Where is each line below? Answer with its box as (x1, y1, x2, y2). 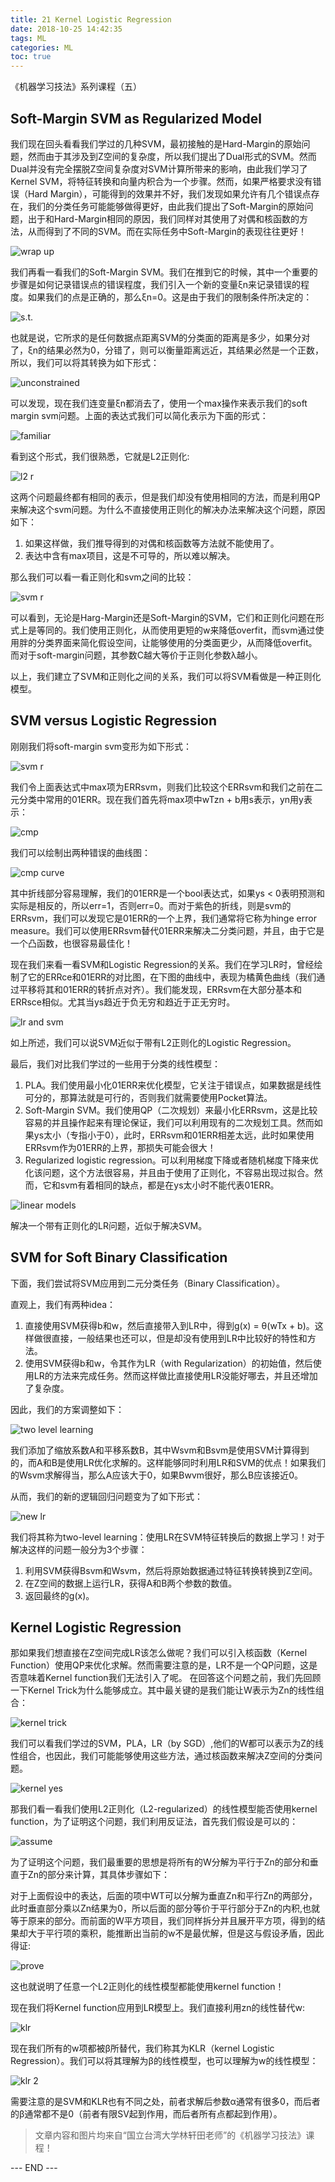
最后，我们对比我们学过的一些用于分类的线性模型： (10, 1057, 221, 1070)
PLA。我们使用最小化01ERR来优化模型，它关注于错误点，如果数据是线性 (24, 1079, 322, 1091)
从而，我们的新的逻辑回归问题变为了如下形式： (10, 1490, 203, 1502)
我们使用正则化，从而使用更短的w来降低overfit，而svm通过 (71, 624, 316, 636)
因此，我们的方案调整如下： (10, 1403, 125, 1415)
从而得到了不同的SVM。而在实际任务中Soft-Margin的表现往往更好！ (27, 225, 307, 237)
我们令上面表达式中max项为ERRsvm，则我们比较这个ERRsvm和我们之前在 (10, 781, 315, 793)
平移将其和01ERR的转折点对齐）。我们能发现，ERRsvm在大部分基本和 (18, 983, 302, 995)
